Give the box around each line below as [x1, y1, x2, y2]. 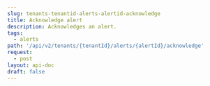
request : [7, 49, 33, 56]
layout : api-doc [7, 62, 54, 69]
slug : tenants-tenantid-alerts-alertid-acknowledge [7, 10, 160, 17]
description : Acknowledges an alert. [7, 23, 117, 30]
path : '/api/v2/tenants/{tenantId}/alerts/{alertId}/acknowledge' [7, 42, 204, 49]
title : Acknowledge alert [7, 17, 82, 24]
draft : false [7, 68, 45, 75]
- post [13, 55, 33, 62]
